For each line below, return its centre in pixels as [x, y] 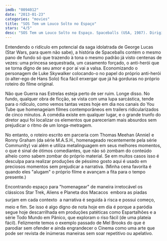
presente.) [16, 177]
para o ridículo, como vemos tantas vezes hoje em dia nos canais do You [80, 104]
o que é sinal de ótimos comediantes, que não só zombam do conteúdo [79, 151]
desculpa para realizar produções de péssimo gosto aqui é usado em [76, 161]
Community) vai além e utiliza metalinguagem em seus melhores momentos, [83, 145]
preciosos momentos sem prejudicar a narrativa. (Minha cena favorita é [78, 166]
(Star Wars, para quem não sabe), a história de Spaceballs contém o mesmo [83, 52]
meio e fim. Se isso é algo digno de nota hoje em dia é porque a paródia [79, 207]
